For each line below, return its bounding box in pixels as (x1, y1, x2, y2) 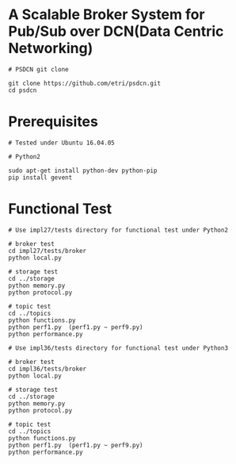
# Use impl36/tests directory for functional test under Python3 (8, 343, 228, 352)
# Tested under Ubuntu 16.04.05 (8, 139, 115, 147)
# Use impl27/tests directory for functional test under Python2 (8, 226, 228, 234)
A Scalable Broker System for (8, 6, 205, 24)
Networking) (8, 40, 93, 57)
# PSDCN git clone (8, 65, 69, 73)
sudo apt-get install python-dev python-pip (8, 167, 158, 174)
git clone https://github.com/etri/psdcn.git (8, 79, 161, 87)
